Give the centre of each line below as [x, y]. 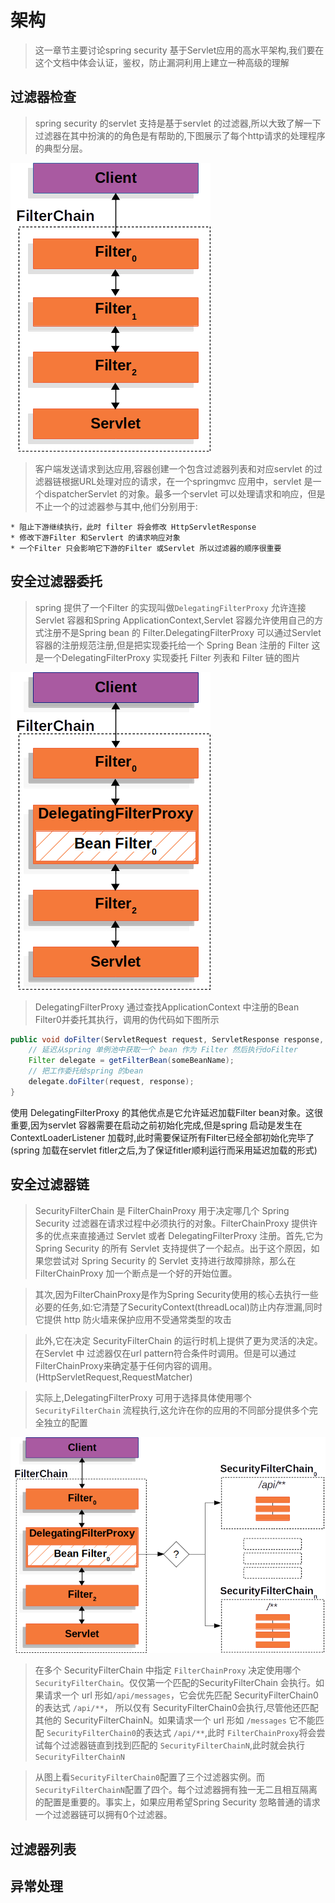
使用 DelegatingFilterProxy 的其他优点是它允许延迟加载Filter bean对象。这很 [166, 1112]
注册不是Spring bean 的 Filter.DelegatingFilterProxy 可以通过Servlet [182, 632]
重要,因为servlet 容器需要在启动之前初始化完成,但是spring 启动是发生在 [156, 1125]
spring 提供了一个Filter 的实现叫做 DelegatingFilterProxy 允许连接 [170, 607]
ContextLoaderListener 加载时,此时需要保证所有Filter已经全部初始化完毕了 [162, 1137]
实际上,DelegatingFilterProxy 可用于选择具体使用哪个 [143, 1397]
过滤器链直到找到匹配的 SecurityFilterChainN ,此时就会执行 [183, 1745]
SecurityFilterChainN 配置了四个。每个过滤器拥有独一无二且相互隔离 [176, 1790]
